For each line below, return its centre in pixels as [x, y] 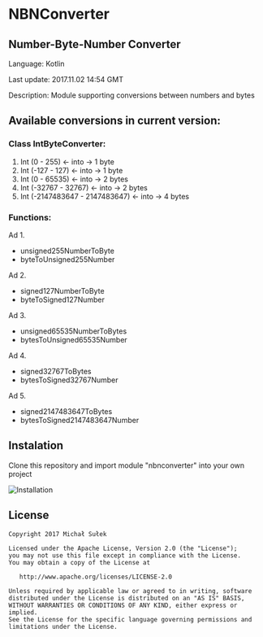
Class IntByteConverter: [57, 144]
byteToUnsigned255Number [67, 259]
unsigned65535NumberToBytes [73, 331]
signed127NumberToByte [62, 290]
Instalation [36, 445]
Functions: [30, 217]
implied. [23, 612]
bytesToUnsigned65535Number [73, 339]
